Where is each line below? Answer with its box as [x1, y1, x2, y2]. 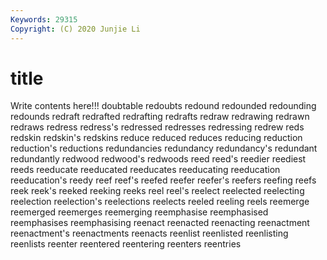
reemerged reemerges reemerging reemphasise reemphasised [10, 206, 269, 218]
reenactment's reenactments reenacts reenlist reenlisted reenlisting [10, 227, 289, 240]
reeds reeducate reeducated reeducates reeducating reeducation [10, 164, 281, 176]
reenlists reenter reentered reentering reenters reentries [10, 238, 242, 250]
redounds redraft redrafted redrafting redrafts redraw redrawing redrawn [10, 111, 310, 123]
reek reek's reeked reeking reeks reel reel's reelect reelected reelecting [10, 185, 305, 197]
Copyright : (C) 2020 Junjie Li [10, 24, 141, 34]
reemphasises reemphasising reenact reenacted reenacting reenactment [10, 217, 310, 229]
